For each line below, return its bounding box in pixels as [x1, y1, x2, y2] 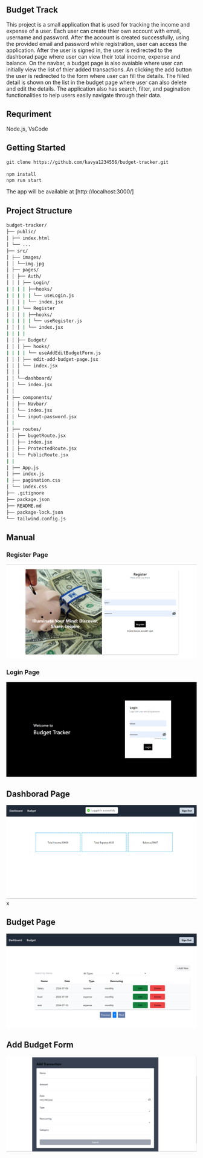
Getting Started [6, 143, 66, 153]
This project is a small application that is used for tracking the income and [6, 21, 190, 28]
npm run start [6, 178, 42, 184]
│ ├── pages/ [6, 267, 39, 273]
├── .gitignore [6, 490, 45, 496]
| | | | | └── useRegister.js [6, 318, 83, 324]
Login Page [6, 668, 40, 676]
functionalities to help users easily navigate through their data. [6, 91, 162, 99]
